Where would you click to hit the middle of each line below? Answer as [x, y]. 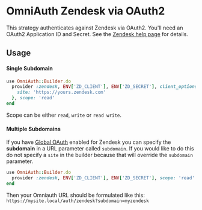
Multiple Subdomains [34, 129]
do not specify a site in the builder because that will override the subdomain [100, 155]
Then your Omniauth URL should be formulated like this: [76, 195]
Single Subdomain [29, 68]
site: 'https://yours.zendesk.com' [62, 92]
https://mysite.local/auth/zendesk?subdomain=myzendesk [78, 201]
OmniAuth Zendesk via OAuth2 [86, 11]
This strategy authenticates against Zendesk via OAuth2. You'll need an [95, 28]
